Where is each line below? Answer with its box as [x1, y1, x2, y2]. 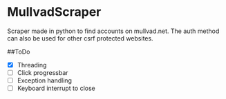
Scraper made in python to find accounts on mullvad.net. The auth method [7, 27, 220, 35]
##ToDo [7, 47, 30, 56]
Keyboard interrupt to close [17, 84, 95, 93]
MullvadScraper [7, 4, 102, 20]
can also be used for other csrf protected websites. [7, 34, 153, 42]
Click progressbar [17, 69, 68, 76]
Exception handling [17, 76, 73, 85]
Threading [17, 60, 47, 69]
